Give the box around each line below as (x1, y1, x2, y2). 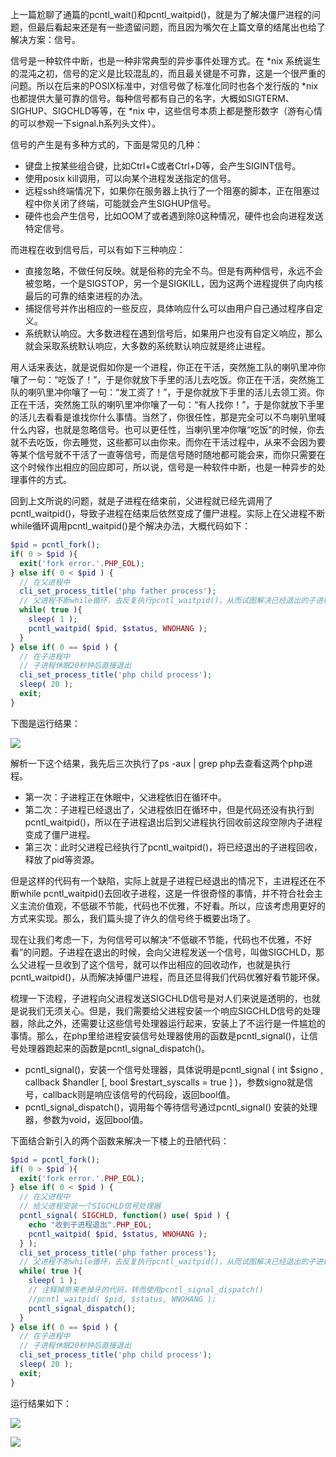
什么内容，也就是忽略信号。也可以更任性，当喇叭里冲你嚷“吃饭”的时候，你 (10, 424, 317, 435)
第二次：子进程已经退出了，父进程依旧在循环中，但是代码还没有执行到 (24, 803, 315, 815)
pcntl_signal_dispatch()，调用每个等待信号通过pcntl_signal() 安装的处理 (24, 1101, 318, 1113)
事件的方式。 (18, 474, 72, 485)
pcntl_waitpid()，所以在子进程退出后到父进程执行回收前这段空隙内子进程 (24, 816, 323, 828)
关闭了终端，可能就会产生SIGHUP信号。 (51, 198, 217, 209)
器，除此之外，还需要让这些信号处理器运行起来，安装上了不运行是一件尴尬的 (10, 1017, 326, 1029)
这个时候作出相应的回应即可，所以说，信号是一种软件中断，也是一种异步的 (10, 461, 317, 473)
